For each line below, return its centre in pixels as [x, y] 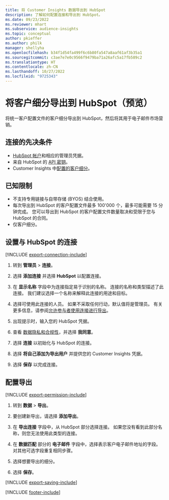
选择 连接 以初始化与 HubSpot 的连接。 [53, 343]
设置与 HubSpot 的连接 [41, 242]
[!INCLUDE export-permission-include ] [46, 395]
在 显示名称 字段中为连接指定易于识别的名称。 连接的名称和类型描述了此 [88, 287]
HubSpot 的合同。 [32, 218]
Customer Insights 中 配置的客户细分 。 [52, 168]
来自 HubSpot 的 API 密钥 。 [41, 162]
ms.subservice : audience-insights [42, 29]
